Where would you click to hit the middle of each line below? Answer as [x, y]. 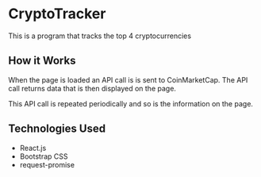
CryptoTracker [57, 14]
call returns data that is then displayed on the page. [92, 88]
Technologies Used [57, 129]
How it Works [42, 61]
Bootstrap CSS [44, 156]
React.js [33, 148]
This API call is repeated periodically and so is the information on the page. [131, 103]
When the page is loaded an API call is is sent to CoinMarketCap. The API [128, 79]
